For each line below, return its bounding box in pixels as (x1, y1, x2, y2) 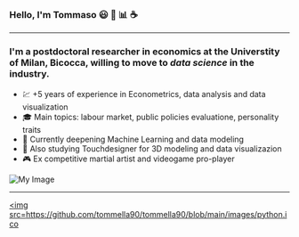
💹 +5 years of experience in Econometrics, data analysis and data (21, 88, 266, 99)
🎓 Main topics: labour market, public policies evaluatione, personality (21, 111, 279, 122)
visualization (21, 102, 69, 112)
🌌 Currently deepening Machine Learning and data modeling (21, 134, 245, 144)
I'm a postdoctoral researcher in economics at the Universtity (9, 45, 280, 58)
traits (21, 124, 42, 135)
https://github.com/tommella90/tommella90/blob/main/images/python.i (25, 208, 287, 219)
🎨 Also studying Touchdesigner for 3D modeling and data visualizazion (21, 143, 282, 154)
